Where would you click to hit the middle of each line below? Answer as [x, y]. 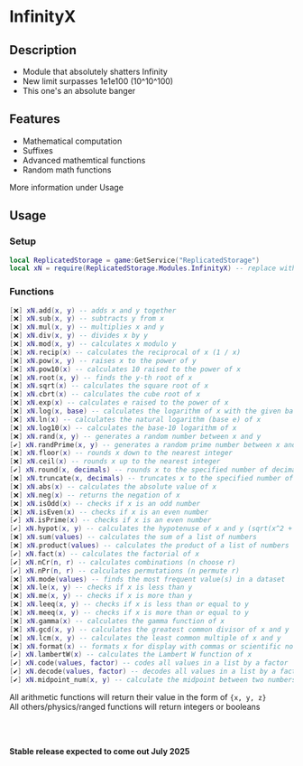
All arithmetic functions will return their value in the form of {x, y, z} [138, 696]
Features [35, 119]
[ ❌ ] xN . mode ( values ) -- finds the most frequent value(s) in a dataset [147, 579]
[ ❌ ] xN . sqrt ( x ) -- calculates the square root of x [109, 386]
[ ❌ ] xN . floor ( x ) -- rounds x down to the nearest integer [121, 453]
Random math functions [67, 170]
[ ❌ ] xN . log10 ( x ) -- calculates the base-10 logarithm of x [123, 428]
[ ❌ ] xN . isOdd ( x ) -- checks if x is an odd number [105, 503]
